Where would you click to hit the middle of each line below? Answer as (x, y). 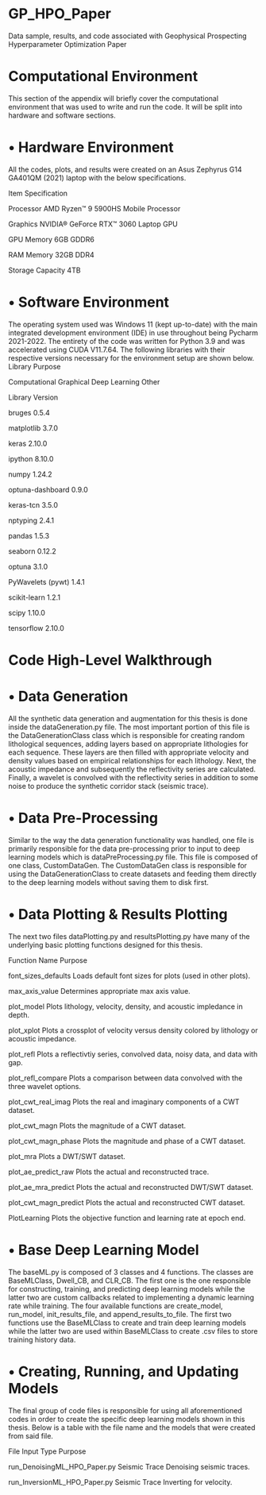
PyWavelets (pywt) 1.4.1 (46, 581)
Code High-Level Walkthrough (110, 660)
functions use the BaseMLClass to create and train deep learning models (127, 1323)
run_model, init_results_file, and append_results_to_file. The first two (120, 1314)
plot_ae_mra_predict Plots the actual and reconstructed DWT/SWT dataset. (131, 1187)
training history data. (42, 1339)
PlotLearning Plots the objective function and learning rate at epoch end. (127, 1218)
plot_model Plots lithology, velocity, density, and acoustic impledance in (126, 1006)
